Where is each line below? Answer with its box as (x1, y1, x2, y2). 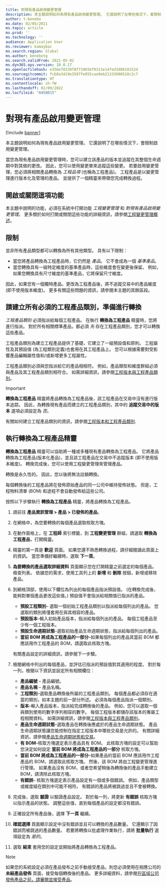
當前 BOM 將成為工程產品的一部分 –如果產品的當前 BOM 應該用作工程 (20, 752, 160, 758)
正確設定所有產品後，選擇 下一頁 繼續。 (12, 810, 93, 816)
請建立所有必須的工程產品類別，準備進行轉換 (5, 303, 142, 312)
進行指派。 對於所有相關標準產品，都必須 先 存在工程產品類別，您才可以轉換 (5, 323, 161, 329)
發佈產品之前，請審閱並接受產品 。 (5, 876, 75, 882)
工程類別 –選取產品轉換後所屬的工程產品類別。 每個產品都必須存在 (20, 690, 153, 696)
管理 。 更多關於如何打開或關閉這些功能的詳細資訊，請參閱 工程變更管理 (9, 211, 154, 217)
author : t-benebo (5, 16, 41, 21)
